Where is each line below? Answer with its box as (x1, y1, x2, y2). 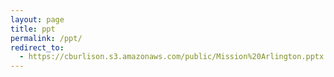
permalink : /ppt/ (10, 33, 83, 43)
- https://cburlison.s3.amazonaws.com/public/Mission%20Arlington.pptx (19, 52, 325, 62)
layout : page (10, 14, 65, 25)
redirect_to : (10, 42, 65, 53)
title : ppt (10, 24, 56, 34)
